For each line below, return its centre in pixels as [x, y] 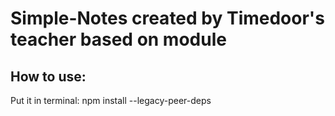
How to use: [48, 76]
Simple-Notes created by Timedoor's [167, 18]
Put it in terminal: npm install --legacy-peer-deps [111, 100]
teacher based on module [118, 39]
